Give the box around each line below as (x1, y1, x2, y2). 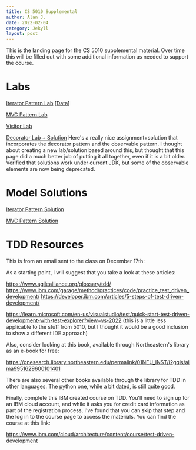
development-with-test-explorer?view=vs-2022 (6, 317, 122, 324)
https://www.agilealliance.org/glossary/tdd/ (6, 280, 112, 287)
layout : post (6, 31, 38, 37)
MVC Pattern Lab (6, 111, 48, 118)
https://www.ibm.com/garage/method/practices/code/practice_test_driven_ (6, 286, 190, 293)
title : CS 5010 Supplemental (6, 8, 78, 15)
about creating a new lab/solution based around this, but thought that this (6, 147, 184, 154)
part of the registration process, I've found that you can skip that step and (6, 406, 185, 414)
